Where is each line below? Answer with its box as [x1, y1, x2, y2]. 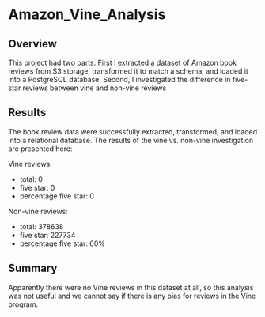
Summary [8, 262, 58, 275]
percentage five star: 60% [19, 239, 105, 248]
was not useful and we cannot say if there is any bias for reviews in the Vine [8, 291, 256, 300]
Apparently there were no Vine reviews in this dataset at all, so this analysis [8, 282, 254, 292]
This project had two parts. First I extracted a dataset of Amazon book [8, 58, 237, 67]
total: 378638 [19, 221, 64, 231]
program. [8, 299, 39, 309]
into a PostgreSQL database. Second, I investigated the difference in [8, 75, 231, 84]
